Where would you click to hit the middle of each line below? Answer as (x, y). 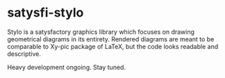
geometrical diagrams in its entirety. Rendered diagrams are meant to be (111, 39)
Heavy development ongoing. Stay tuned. (67, 67)
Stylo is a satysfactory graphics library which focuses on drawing (101, 32)
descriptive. (24, 54)
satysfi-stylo (45, 13)
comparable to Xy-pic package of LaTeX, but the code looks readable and (113, 46)
